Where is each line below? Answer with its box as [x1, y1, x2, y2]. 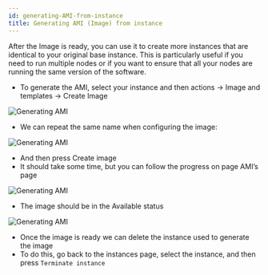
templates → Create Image [19, 91, 108, 100]
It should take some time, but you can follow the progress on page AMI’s [19, 161, 258, 171]
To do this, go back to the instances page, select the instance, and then [19, 249, 256, 259]
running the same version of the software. [8, 67, 146, 76]
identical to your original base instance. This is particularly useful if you [8, 50, 244, 59]
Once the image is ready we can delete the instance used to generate [19, 232, 250, 241]
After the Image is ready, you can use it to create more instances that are [8, 41, 249, 51]
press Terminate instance [19, 257, 106, 267]
